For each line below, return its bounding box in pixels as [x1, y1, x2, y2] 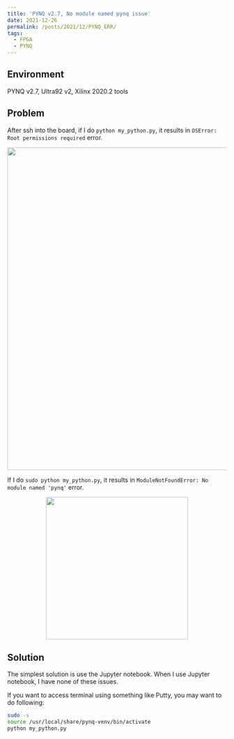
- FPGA [13, 36, 33, 43]
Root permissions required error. [7, 133, 103, 142]
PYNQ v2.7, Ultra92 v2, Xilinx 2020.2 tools [7, 87, 129, 95]
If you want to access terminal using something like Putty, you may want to [7, 691, 222, 699]
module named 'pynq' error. [7, 483, 84, 491]
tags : [7, 29, 23, 37]
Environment [7, 68, 65, 80]
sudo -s [7, 712, 30, 719]
